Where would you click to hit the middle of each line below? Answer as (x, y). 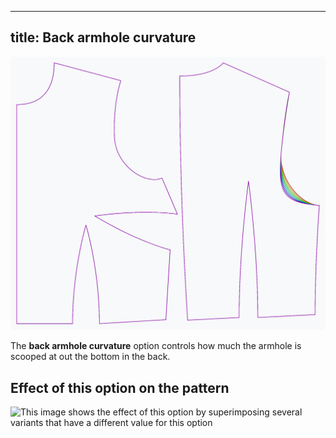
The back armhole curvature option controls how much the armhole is (156, 346)
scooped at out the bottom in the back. (90, 357)
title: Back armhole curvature (103, 37)
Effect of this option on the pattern (120, 387)
